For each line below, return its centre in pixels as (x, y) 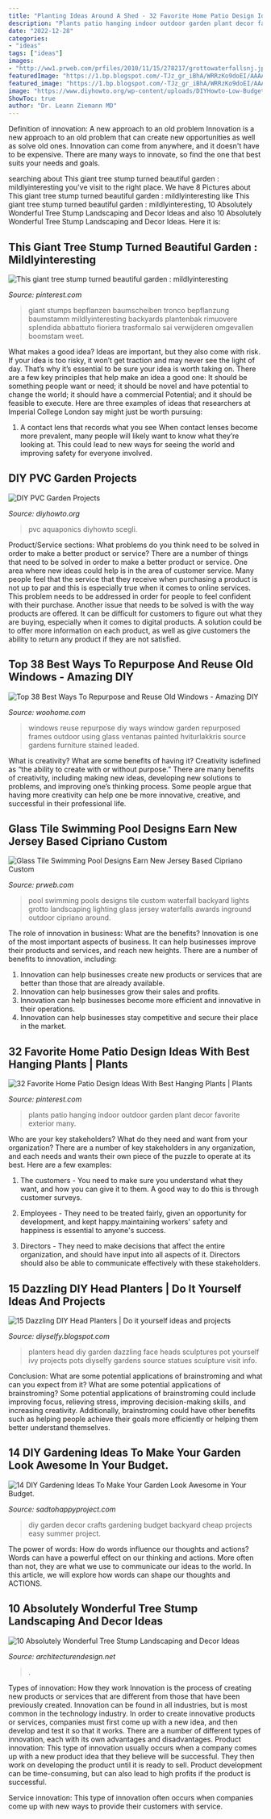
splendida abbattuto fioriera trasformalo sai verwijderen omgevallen (141, 327)
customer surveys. (51, 1198)
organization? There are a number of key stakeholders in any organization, (132, 1148)
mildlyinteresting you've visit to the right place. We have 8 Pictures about (129, 187)
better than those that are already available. (92, 983)
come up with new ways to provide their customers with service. (116, 1806)
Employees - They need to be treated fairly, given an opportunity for (133, 1213)
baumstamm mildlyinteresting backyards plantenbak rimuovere (133, 319)
